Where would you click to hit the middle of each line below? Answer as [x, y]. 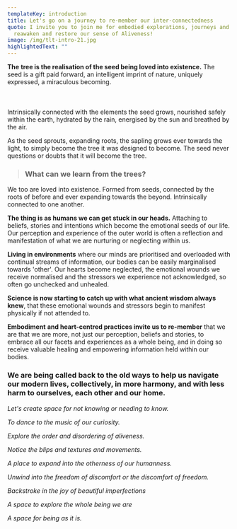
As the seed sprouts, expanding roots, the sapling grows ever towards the [115, 141]
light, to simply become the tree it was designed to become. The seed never [118, 148]
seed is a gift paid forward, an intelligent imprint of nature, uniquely [105, 74]
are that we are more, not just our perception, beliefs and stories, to [106, 335]
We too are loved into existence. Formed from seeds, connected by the [111, 190]
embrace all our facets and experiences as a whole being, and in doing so [115, 342]
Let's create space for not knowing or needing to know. [88, 408]
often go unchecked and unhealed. [58, 284]
